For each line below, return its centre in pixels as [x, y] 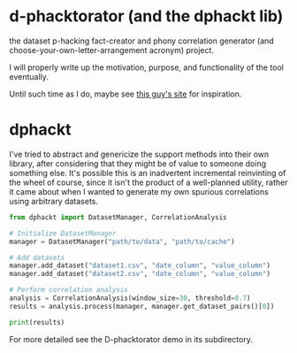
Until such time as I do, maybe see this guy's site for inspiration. [126, 94]
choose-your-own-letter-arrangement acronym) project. [112, 50]
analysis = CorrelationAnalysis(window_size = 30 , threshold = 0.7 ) [130, 298]
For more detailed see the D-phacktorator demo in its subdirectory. [131, 339]
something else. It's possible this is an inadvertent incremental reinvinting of [148, 173]
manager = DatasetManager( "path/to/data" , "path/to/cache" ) [122, 242]
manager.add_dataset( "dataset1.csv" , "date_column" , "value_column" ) [140, 266]
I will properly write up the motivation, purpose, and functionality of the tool [147, 67]
